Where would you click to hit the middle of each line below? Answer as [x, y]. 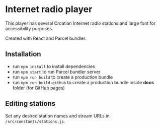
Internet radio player [49, 9]
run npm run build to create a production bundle [63, 77]
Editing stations [30, 104]
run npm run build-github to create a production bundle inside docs [83, 82]
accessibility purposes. [29, 28]
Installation [23, 54]
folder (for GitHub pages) [39, 88]
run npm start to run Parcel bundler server [56, 72]
